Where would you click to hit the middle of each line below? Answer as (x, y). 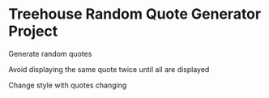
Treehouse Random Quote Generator (135, 14)
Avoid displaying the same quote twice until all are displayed (109, 69)
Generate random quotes (50, 53)
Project (33, 31)
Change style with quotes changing (68, 85)
